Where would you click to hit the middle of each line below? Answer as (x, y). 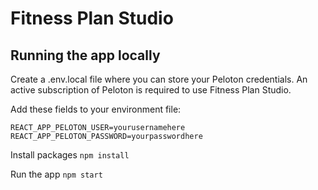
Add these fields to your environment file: (96, 109)
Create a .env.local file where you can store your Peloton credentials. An (159, 79)
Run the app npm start (56, 174)
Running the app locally (85, 55)
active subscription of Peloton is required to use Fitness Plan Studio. (151, 90)
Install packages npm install (70, 155)
